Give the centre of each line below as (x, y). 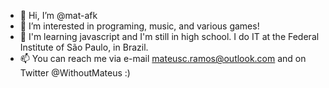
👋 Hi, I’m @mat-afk (58, 15)
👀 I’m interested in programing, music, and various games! (139, 26)
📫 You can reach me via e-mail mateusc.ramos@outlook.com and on (163, 58)
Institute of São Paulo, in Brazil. (84, 47)
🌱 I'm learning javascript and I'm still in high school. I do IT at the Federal (169, 36)
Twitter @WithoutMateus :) (75, 73)
